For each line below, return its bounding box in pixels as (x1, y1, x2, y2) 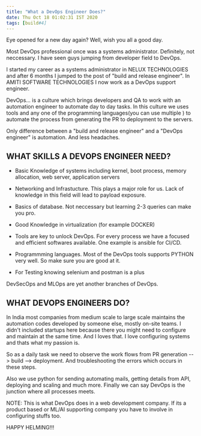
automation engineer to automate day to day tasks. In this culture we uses (6, 103, 189, 110)
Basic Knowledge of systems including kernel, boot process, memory (14, 167, 187, 175)
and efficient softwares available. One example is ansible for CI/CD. (14, 239, 182, 246)
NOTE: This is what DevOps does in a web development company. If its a (6, 399, 187, 407)
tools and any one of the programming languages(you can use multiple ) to (6, 109, 191, 117)
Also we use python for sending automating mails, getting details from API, (6, 375, 191, 382)
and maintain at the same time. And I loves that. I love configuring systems (6, 333, 190, 339)
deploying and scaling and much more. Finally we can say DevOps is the (6, 381, 185, 389)
